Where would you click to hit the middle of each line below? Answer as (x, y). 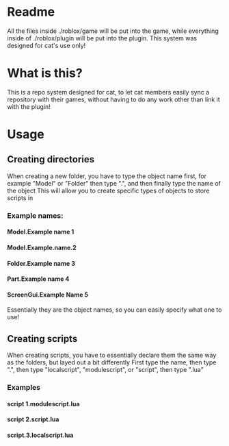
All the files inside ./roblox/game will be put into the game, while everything (113, 31)
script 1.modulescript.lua (43, 404)
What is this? (45, 73)
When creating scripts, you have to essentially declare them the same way (112, 355)
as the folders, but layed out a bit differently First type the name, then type (112, 362)
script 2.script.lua (33, 419)
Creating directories (51, 159)
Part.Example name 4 (38, 279)
